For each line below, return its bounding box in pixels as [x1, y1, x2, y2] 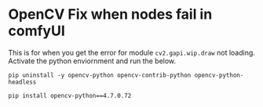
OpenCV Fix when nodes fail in [8, 5, 213, 23]
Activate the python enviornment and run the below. [8, 56, 177, 66]
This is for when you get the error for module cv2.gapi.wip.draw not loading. [8, 48, 255, 57]
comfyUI [8, 22, 65, 40]
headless [8, 78, 37, 86]
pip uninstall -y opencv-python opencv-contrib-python [8, 71, 192, 79]
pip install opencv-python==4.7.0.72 [8, 91, 132, 99]
